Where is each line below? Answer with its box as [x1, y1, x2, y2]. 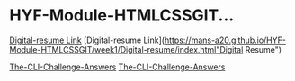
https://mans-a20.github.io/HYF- [164, 35, 286, 45]
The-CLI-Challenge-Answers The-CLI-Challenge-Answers [9, 61, 226, 72]
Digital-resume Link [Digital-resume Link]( [9, 35, 165, 45]
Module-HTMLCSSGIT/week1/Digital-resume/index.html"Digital [9, 44, 244, 54]
